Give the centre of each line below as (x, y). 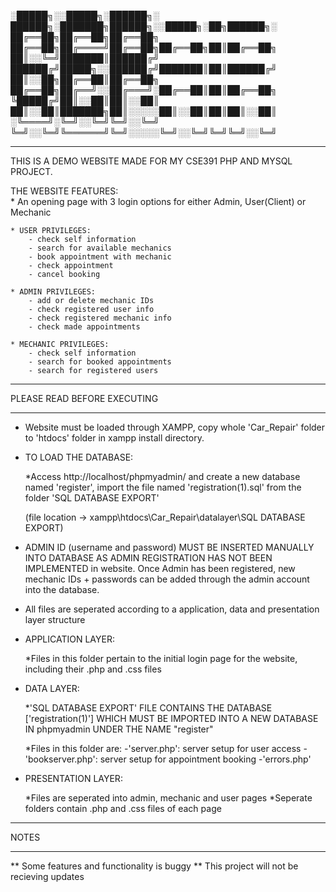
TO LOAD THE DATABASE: (79, 457)
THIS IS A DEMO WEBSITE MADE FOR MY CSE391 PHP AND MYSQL (151, 161)
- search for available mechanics (100, 248)
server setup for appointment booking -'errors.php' (205, 759)
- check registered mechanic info (100, 318)
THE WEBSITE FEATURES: (64, 191)
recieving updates (47, 876)
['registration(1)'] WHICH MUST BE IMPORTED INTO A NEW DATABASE (171, 718)
